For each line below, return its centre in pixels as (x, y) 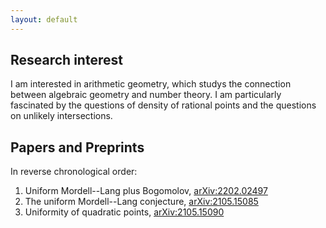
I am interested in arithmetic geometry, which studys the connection (151, 84)
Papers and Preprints (77, 147)
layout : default (44, 19)
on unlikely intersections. (61, 116)
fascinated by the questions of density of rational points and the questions (163, 105)
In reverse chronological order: (74, 172)
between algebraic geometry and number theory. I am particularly (146, 95)
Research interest (66, 60)
